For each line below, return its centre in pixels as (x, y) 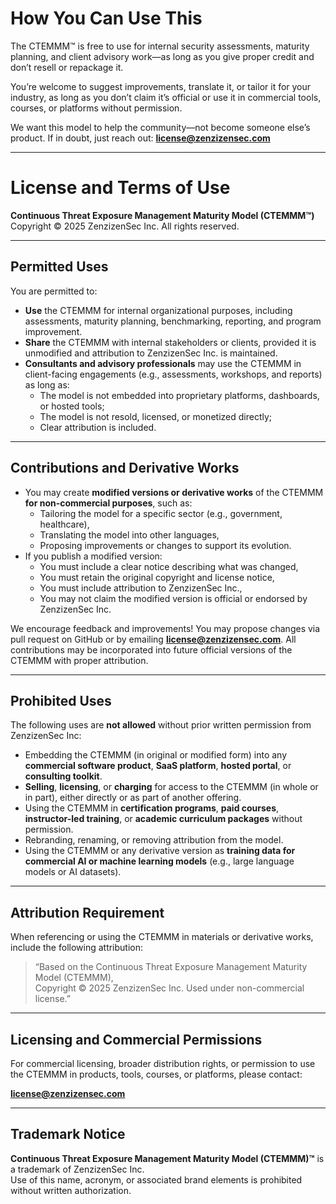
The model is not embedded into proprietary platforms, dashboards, (179, 395)
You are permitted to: (54, 291)
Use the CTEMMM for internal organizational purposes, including (158, 310)
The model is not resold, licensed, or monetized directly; (156, 416)
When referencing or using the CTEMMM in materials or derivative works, (162, 937)
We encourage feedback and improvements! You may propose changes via (165, 628)
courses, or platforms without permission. (96, 108)
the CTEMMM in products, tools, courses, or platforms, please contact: (156, 1074)
